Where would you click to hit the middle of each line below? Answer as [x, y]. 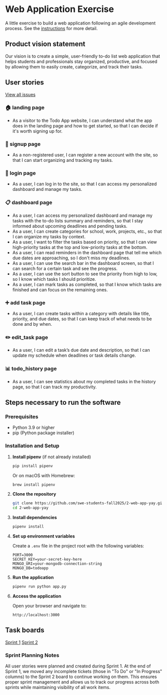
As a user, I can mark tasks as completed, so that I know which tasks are [87, 284]
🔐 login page [20, 173]
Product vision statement [45, 44]
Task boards [25, 630]
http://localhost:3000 [36, 615]
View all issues [20, 94]
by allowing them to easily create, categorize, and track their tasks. [74, 66]
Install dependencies [35, 518]
